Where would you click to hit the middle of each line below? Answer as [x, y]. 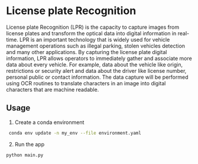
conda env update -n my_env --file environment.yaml [75, 133]
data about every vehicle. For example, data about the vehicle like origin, [95, 64]
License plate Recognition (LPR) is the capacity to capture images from [92, 27]
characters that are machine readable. [53, 89]
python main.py [25, 155]
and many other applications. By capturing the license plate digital [87, 52]
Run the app [30, 144]
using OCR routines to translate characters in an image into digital [86, 83]
